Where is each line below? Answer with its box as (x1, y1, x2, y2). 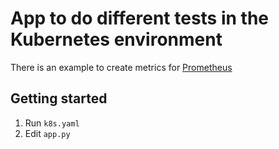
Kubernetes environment (10, 28, 223, 51)
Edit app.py (24, 127, 71, 139)
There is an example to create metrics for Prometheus (10, 61, 233, 73)
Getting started (10, 90, 108, 107)
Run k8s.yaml (24, 117, 80, 129)
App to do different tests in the (10, 7, 270, 30)
